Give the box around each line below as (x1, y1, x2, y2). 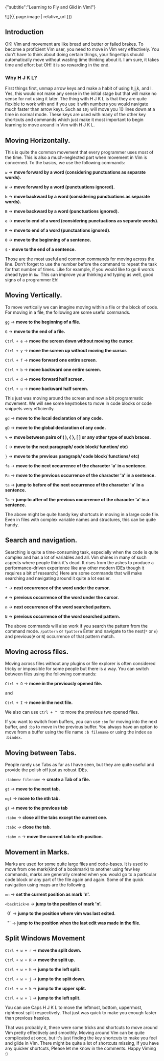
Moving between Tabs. (5, 749, 77, 757)
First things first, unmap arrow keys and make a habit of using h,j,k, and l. (5, 86, 153, 91)
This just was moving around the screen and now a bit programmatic (5, 395, 143, 401)
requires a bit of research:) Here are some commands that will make (5, 570, 142, 576)
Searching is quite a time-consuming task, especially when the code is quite (5, 549, 159, 555)
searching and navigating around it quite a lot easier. (5, 575, 111, 581)
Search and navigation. (5, 536, 77, 545)
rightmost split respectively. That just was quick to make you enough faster (5, 1009, 157, 1015)
